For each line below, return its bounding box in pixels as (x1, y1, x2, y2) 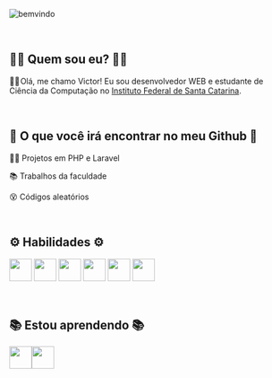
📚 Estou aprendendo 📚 (9, 317, 145, 332)
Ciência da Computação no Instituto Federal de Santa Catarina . (9, 85, 242, 96)
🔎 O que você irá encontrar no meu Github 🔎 (9, 128, 258, 144)
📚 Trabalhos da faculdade (9, 171, 107, 181)
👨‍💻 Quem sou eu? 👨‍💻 (9, 52, 128, 67)
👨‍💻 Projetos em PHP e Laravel (9, 153, 120, 163)
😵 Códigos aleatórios (9, 191, 89, 202)
